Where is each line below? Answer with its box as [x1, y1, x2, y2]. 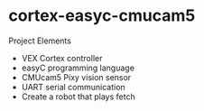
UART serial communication [21, 81, 125, 92]
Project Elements [8, 35, 71, 46]
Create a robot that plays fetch [21, 91, 136, 102]
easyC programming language [21, 62, 134, 73]
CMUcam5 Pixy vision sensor [21, 71, 132, 82]
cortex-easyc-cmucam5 [8, 5, 196, 26]
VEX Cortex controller [21, 52, 103, 63]
